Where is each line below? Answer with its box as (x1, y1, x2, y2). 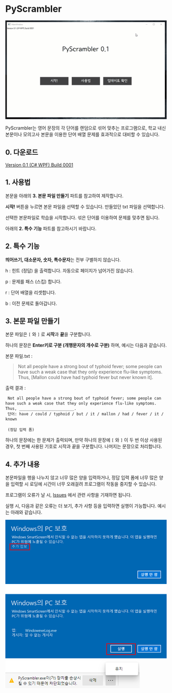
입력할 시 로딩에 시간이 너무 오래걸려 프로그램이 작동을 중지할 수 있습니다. (10, 481, 157, 487)
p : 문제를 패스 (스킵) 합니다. (5, 278, 62, 284)
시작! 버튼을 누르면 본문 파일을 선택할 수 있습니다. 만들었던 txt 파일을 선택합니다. (5, 204, 165, 210)
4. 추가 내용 (5, 460, 40, 468)
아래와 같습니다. (10, 509, 42, 516)
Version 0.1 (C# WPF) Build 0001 (5, 162, 73, 168)
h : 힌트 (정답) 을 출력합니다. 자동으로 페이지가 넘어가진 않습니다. (5, 267, 134, 273)
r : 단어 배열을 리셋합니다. (5, 289, 56, 296)
